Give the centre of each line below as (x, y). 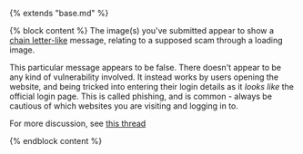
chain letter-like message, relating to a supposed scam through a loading (146, 40)
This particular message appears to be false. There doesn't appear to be (146, 67)
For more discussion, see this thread (78, 123)
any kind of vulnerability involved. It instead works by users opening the (144, 77)
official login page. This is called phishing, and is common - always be (141, 96)
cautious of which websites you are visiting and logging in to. (124, 106)
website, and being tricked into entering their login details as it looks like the (151, 87)
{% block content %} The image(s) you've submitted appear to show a (142, 30)
